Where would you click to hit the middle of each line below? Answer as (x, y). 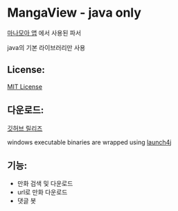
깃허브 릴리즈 (25, 128)
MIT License (25, 86)
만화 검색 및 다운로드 (45, 184)
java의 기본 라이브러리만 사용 (46, 47)
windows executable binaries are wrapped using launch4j (89, 142)
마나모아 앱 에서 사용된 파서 (44, 33)
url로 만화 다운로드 (42, 192)
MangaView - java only (74, 13)
